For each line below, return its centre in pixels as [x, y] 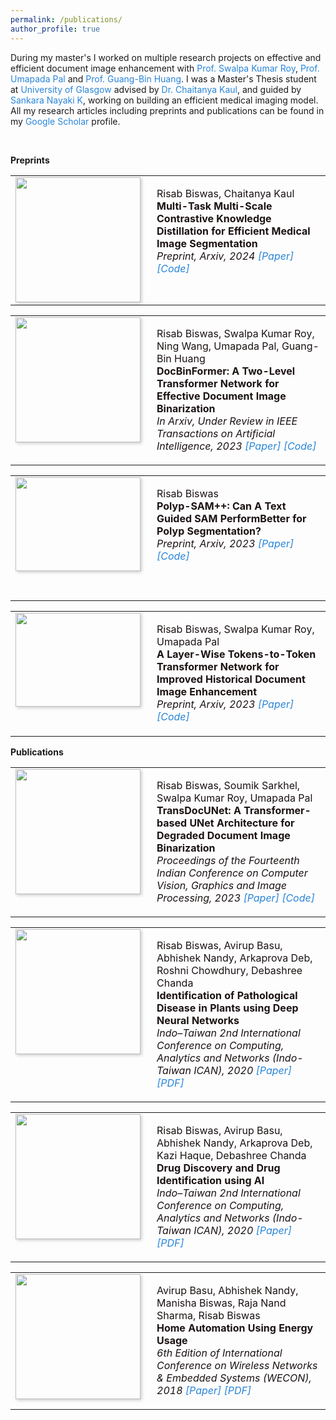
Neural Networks [198, 1020]
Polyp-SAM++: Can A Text [221, 506]
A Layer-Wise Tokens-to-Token [236, 654]
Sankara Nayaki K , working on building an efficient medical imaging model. [164, 100]
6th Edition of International [219, 1353]
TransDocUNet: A [199, 810]
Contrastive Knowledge [214, 218]
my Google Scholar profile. [65, 121]
